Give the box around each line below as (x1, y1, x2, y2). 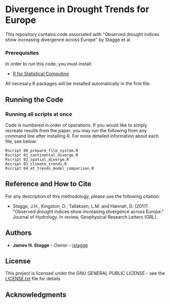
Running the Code (5, 95, 63, 104)
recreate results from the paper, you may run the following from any (5, 127, 147, 133)
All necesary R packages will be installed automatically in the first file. (5, 80, 151, 87)
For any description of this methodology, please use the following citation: (5, 193, 160, 199)
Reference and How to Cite (5, 179, 92, 189)
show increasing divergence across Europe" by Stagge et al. (5, 37, 132, 43)
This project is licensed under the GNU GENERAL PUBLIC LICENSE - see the (5, 270, 165, 277)
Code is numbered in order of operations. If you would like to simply (5, 122, 147, 128)
